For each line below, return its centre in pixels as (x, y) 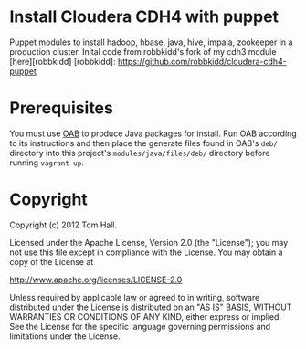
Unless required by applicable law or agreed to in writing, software (135, 297)
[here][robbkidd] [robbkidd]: (63, 61)
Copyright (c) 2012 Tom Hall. (63, 225)
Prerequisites (62, 108)
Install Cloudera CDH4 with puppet (144, 17)
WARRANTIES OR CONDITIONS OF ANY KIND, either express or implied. (145, 316)
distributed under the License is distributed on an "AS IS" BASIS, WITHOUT (151, 307)
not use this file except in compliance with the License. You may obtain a (146, 252)
